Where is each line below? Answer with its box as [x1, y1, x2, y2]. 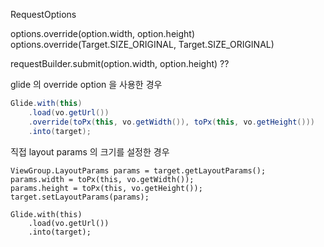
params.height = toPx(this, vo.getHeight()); [10, 183, 203, 193]
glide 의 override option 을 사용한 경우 [10, 79, 163, 90]
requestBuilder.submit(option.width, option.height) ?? [10, 58, 230, 69]
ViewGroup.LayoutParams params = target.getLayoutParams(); [10, 165, 267, 176]
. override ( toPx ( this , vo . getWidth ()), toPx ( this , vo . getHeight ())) [28, 117, 315, 127]
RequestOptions [10, 9, 77, 20]
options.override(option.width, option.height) [10, 28, 195, 39]
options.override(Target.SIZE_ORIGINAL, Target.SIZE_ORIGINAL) [10, 39, 275, 50]
